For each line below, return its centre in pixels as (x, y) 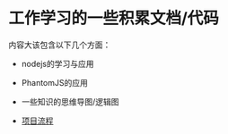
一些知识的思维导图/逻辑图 (70, 101)
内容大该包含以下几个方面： (60, 45)
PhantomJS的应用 (55, 82)
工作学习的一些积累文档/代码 (114, 18)
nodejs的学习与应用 (57, 63)
